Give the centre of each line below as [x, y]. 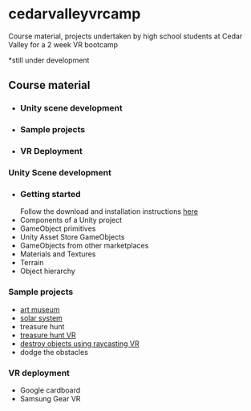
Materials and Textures [58, 254]
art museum [40, 309]
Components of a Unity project [71, 220]
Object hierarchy [48, 271]
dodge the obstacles [54, 352]
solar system [41, 318]
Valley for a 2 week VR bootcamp [63, 44]
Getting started [51, 194]
